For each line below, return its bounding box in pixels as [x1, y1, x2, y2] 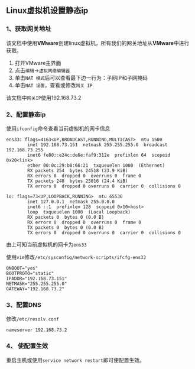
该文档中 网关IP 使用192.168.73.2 [6, 94, 82, 101]
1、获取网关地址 [6, 25, 51, 33]
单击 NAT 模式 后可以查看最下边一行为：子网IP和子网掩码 [14, 74, 148, 81]
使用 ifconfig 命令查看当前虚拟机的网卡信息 [6, 125, 110, 132]
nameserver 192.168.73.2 [6, 327, 67, 333]
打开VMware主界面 [14, 59, 61, 66]
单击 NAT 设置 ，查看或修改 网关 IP [14, 82, 93, 89]
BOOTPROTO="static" [6, 270, 54, 276]
